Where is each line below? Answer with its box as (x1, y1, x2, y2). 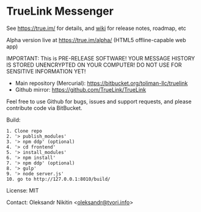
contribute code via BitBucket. (6, 104, 82, 111)
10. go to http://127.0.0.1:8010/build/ (6, 176, 111, 182)
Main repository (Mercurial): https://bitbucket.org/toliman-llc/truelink (15, 79, 188, 87)
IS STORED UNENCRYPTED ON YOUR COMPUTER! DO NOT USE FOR (6, 61, 182, 68)
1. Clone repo (6, 128, 43, 134)
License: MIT (6, 186, 39, 194)
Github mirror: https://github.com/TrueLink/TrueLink (15, 86, 147, 93)
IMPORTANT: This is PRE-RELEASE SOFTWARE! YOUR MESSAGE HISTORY (6, 54, 196, 62)
